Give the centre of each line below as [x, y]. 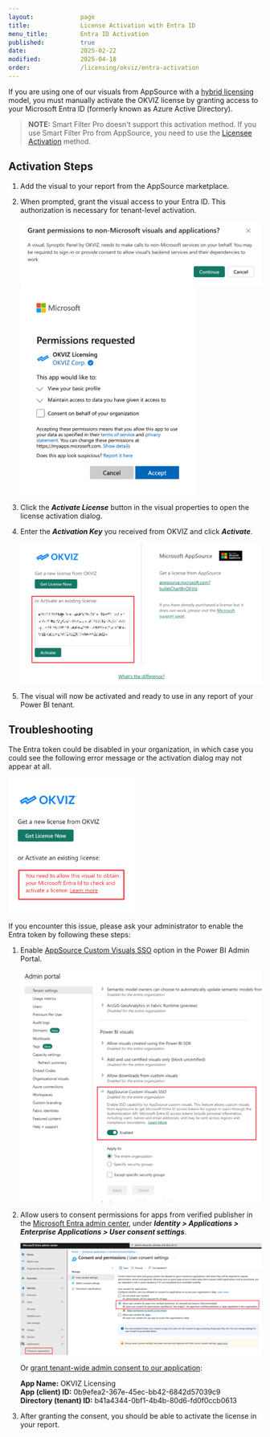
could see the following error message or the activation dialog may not [125, 757]
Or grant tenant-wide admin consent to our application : [111, 1368]
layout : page [51, 17]
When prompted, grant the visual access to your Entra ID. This [123, 202]
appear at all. [30, 766]
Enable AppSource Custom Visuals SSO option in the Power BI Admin [135, 950]
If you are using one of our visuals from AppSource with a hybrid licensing [131, 92]
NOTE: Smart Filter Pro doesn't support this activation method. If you [142, 124]
